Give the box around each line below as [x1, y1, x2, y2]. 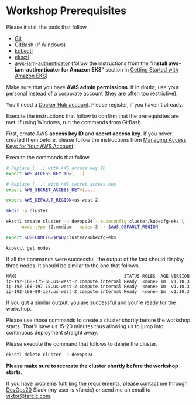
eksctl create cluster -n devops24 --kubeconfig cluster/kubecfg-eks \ [6, 219, 184, 224]
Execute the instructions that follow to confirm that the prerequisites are [6, 113, 180, 120]
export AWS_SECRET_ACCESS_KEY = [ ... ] [6, 186, 95, 193]
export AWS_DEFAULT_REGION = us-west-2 [6, 198, 98, 203]
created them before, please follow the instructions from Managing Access [6, 136, 187, 143]
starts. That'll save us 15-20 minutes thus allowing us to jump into [6, 322, 164, 329]
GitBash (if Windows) [14, 41, 66, 48]
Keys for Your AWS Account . [6, 142, 75, 149]
